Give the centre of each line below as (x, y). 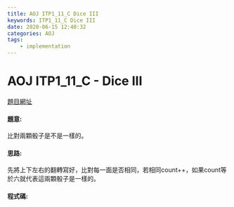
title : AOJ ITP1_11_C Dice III (53, 14)
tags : (15, 40)
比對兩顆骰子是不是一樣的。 (47, 136)
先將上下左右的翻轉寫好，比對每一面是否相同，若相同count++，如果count (114, 170)
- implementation (45, 46)
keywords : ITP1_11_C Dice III (52, 20)
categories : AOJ (31, 33)
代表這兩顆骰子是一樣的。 (63, 179)
